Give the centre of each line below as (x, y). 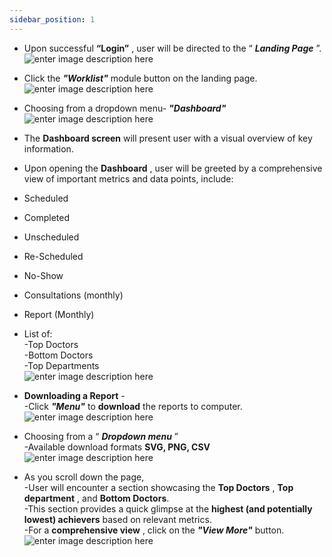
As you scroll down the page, (84, 477)
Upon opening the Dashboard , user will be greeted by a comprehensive (173, 168)
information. (48, 148)
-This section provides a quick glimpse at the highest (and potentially (168, 508)
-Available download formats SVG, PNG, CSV (117, 447)
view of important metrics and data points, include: (128, 178)
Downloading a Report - (74, 395)
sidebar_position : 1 (52, 19)
